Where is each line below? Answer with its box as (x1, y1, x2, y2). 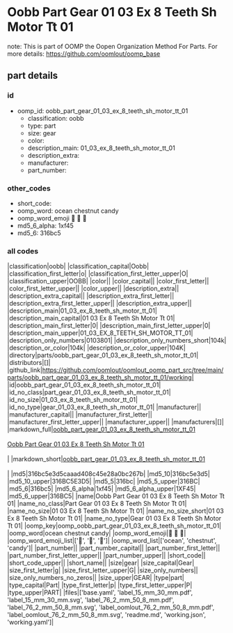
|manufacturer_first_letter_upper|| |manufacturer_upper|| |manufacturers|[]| (7, 418, 224, 426)
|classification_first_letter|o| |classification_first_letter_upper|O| (7, 269, 189, 278)
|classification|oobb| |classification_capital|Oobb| (7, 262, 150, 271)
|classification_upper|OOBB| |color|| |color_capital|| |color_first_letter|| (7, 277, 209, 285)
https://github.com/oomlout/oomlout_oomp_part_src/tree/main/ (42, 366, 224, 374)
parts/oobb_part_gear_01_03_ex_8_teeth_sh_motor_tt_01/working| (7, 373, 194, 382)
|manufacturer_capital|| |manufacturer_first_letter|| (7, 410, 153, 419)
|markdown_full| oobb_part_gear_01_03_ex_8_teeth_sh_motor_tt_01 (7, 425, 196, 433)
